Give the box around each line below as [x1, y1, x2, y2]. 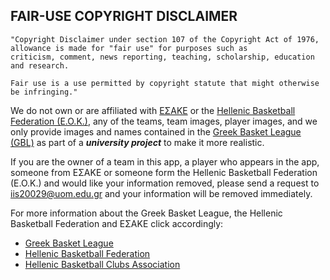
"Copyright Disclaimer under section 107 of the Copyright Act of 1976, [10, 34, 320, 44]
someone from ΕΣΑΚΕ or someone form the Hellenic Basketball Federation [10, 166, 318, 178]
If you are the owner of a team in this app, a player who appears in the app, [10, 155, 320, 168]
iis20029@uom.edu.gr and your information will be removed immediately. [10, 187, 313, 199]
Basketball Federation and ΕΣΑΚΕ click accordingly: [10, 217, 224, 229]
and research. [10, 60, 70, 71]
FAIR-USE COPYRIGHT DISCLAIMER [10, 8, 238, 25]
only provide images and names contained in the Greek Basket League [10, 125, 302, 138]
